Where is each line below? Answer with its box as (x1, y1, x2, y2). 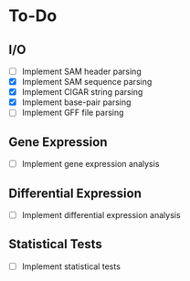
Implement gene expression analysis (21, 159, 160, 170)
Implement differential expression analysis (21, 210, 181, 220)
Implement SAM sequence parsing (21, 77, 153, 88)
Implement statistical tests (21, 261, 121, 272)
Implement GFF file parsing (21, 107, 124, 119)
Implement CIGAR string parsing (21, 87, 143, 98)
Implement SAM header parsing (21, 66, 142, 77)
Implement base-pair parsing (21, 97, 132, 108)
